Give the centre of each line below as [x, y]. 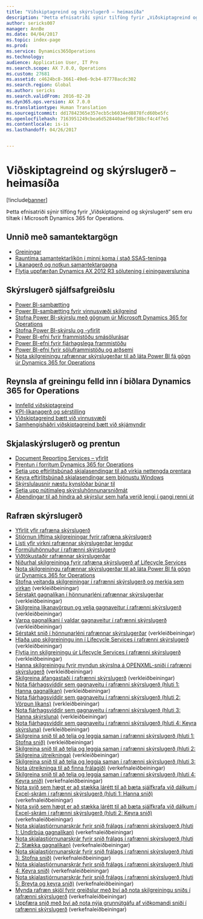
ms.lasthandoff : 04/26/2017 [42, 130]
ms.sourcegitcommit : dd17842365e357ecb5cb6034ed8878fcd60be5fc [88, 113]
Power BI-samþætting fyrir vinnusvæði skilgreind [76, 311]
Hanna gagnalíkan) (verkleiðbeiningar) [63, 691]
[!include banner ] [27, 200]
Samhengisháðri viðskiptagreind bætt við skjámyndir [80, 424]
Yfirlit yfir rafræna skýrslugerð [53, 530]
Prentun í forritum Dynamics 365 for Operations [74, 465]
